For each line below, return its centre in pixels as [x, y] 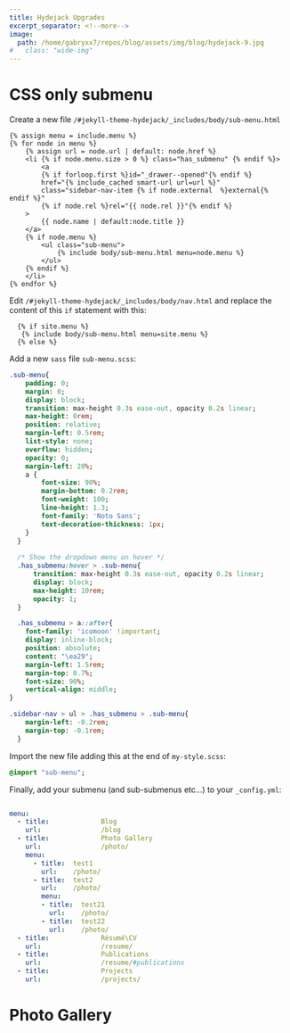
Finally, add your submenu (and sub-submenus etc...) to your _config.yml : [145, 789]
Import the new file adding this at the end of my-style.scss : [118, 756]
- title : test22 [73, 921]
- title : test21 [73, 905]
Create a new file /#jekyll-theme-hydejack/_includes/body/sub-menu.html [145, 120]
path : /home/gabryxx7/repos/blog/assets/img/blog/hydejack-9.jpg [141, 42]
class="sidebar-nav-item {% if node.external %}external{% [155, 191]
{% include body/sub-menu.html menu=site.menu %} [115, 335]
